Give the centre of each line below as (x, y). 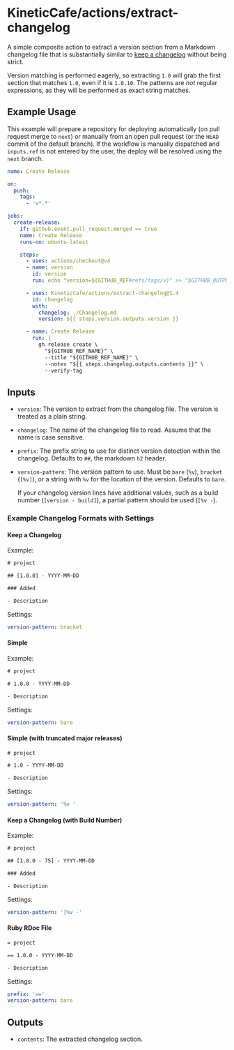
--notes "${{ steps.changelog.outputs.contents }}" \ (124, 364)
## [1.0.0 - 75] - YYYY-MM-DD (51, 861)
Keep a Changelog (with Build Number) (65, 820)
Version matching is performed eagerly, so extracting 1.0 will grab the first (114, 75)
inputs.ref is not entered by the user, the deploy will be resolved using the (115, 151)
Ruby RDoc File (30, 928)
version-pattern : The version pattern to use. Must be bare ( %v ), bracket (120, 472)
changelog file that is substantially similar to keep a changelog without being (117, 54)
